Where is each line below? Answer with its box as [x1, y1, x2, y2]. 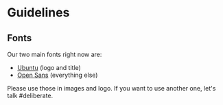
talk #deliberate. [7, 91, 54, 100]
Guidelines [7, 5, 70, 21]
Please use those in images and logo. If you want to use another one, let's [7, 84, 216, 92]
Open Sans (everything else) [16, 71, 98, 79]
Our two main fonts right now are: [7, 50, 102, 58]
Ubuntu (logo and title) [16, 64, 81, 71]
